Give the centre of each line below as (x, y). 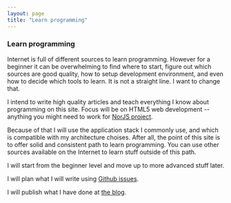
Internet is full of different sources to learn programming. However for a (109, 59)
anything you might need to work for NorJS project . (80, 116)
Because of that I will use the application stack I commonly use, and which (113, 130)
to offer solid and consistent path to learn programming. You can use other (113, 144)
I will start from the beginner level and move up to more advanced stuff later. (116, 165)
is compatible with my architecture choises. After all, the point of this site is (114, 137)
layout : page (26, 13)
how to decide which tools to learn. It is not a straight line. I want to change (114, 81)
